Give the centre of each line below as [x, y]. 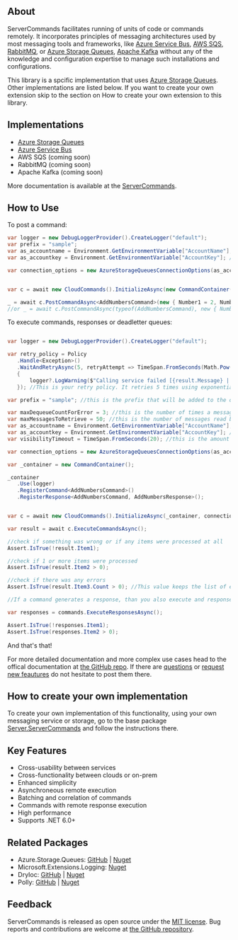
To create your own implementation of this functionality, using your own [112, 713]
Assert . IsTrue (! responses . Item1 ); [58, 625]
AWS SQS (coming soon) [54, 157]
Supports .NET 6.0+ [46, 820]
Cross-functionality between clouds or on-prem [87, 775]
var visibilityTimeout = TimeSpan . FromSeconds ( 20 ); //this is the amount [119, 439]
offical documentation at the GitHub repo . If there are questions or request [116, 666]
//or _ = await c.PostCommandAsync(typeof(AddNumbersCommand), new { [112, 309]
